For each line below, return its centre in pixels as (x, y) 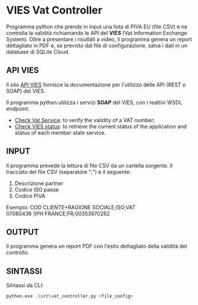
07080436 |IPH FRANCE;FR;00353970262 (58, 213)
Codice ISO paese (37, 189)
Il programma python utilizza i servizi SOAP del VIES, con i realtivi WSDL (94, 102)
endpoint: (18, 108)
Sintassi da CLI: (25, 285)
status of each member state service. (60, 132)
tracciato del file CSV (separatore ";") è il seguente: (69, 171)
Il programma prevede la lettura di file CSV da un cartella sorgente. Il (90, 166)
